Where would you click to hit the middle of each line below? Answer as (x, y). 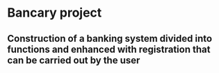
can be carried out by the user (74, 60)
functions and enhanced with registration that (109, 49)
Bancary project (55, 13)
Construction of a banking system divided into (110, 39)
